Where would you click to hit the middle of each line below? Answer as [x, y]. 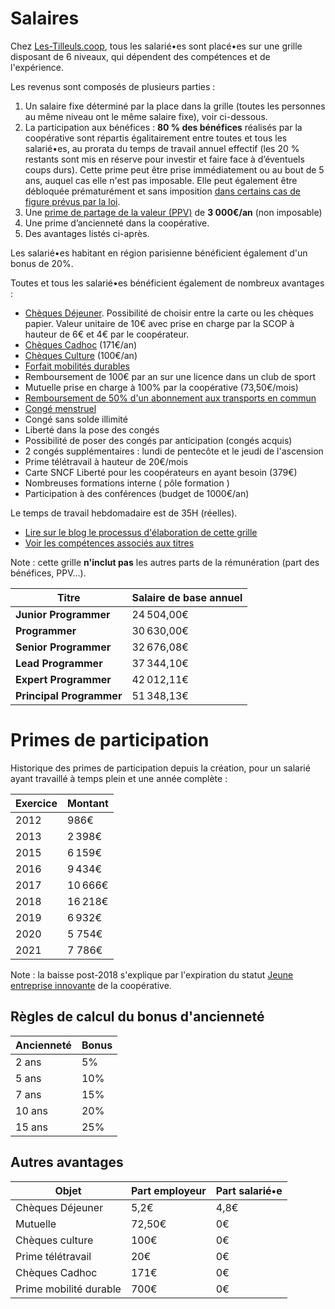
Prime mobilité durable [68, 1289]
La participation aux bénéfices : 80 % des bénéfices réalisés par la [163, 127]
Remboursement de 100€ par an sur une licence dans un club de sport [170, 376]
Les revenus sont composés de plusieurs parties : [113, 86]
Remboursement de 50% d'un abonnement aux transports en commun [170, 398]
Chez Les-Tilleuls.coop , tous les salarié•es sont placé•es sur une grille [156, 46]
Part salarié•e [249, 1190]
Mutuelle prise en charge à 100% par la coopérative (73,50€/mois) [161, 387]
